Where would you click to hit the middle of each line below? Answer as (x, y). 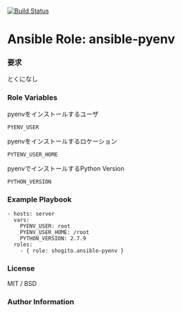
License (21, 268)
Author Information (41, 302)
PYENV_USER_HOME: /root (55, 233)
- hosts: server (31, 214)
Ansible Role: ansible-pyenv (91, 39)
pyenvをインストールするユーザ (53, 114)
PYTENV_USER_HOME (33, 155)
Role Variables (32, 98)
